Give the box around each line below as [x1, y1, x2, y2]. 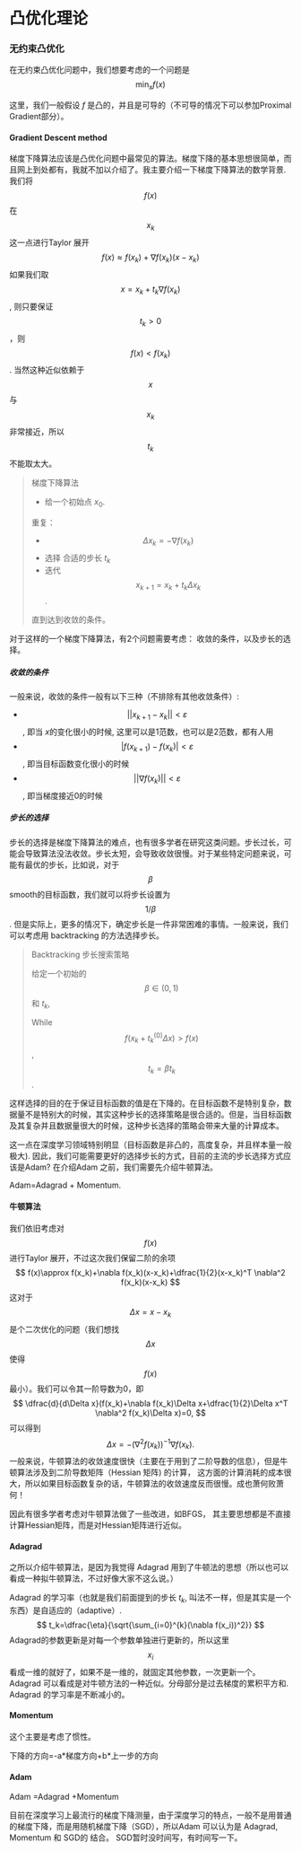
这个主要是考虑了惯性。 [9, 1732, 96, 1742]
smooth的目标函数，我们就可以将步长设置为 [9, 889, 171, 899]
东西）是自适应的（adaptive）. [9, 1605, 123, 1616]
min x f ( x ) [135, 79, 166, 92]
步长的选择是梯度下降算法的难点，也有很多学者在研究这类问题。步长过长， [9, 837, 284, 847]
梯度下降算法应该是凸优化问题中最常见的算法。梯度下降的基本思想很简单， [9, 154, 284, 164]
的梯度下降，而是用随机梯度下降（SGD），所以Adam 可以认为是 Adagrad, [9, 1821, 279, 1832]
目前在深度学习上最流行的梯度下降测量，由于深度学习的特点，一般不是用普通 [9, 1810, 292, 1820]
